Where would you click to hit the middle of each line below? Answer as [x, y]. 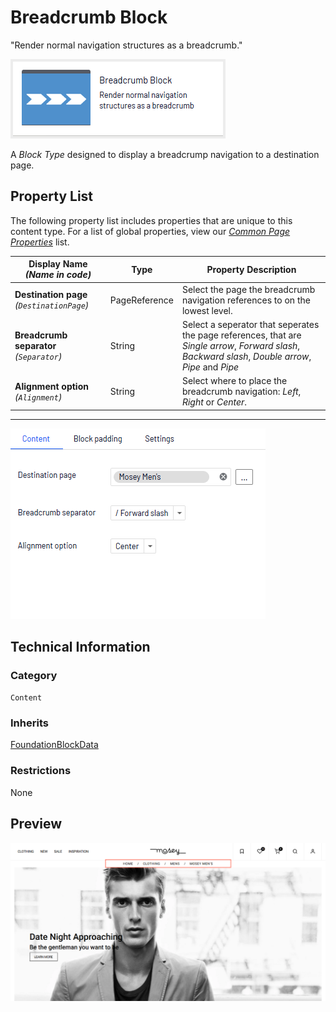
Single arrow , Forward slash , [241, 345]
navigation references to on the [246, 300]
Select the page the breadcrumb [248, 289]
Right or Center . [214, 402]
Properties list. [40, 242]
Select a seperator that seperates [250, 324]
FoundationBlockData [54, 745]
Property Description [251, 269]
